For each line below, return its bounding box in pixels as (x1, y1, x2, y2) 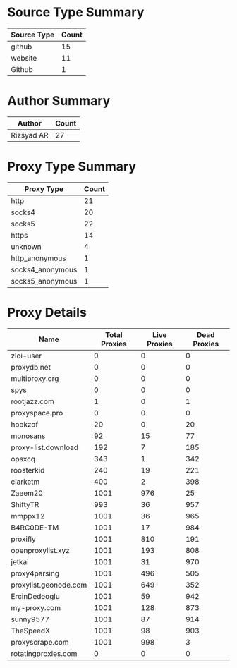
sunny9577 (11, 614, 50, 624)
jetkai (11, 557, 30, 566)
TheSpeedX (11, 626, 51, 636)
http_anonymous (11, 253, 66, 263)
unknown (11, 241, 42, 251)
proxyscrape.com (11, 637, 69, 647)
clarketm (11, 477, 40, 487)
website (11, 53, 37, 63)
